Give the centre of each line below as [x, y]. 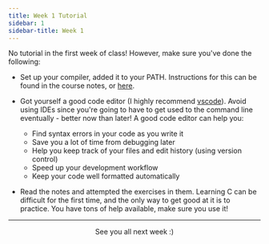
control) [45, 159]
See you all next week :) [134, 232]
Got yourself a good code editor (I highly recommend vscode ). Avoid [133, 102]
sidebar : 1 [26, 23]
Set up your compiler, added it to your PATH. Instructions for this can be [139, 78]
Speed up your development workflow [95, 168]
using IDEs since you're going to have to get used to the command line [137, 110]
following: [24, 62]
